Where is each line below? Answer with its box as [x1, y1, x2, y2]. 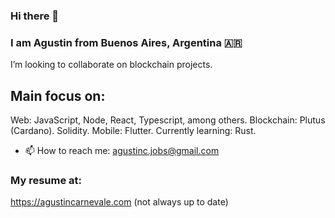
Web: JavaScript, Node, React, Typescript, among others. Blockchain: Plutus [10, 114, 326, 126]
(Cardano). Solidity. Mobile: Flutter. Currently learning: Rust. [10, 125, 257, 137]
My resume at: [10, 173, 82, 187]
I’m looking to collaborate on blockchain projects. [10, 59, 213, 71]
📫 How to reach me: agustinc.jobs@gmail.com [24, 145, 220, 157]
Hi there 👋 [10, 9, 60, 23]
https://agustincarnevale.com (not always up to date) [10, 196, 229, 208]
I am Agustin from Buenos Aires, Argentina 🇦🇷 [10, 35, 243, 49]
